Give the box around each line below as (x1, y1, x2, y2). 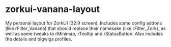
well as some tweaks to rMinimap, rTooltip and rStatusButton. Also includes (5, 30, 163, 36)
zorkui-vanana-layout (5, 3, 100, 15)
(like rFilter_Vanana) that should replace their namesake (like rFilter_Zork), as (5, 25, 166, 31)
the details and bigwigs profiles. (5, 36, 72, 42)
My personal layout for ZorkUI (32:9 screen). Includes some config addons (5, 20, 162, 26)
